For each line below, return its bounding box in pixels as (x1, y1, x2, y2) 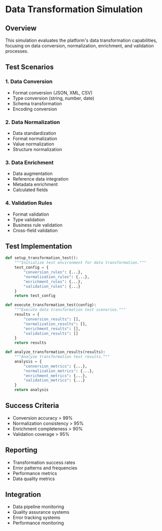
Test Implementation (5, 242, 72, 250)
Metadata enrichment (12, 182, 58, 188)
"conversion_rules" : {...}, (23, 270, 83, 275)
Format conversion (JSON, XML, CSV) (12, 90, 93, 96)
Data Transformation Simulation (5, 4, 143, 15)
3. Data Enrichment (5, 159, 54, 166)
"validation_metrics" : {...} (23, 378, 85, 383)
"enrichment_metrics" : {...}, (23, 373, 87, 378)
